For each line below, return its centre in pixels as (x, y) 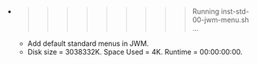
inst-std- (235, 11)
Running (206, 11)
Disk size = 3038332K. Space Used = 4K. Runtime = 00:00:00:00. (135, 52)
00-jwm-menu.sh (221, 20)
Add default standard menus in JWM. (88, 43)
